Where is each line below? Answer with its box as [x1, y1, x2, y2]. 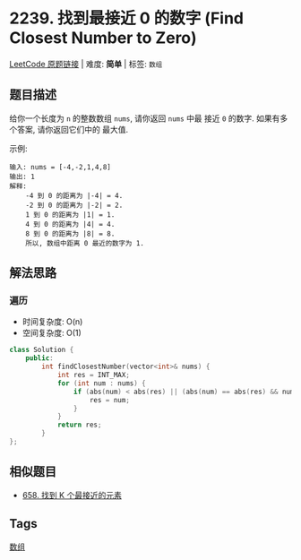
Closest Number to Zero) [9, 28, 197, 48]
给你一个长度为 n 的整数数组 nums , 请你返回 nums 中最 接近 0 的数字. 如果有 [9, 113, 280, 124]
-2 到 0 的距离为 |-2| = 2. [25, 201, 124, 210]
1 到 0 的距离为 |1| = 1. [25, 210, 116, 220]
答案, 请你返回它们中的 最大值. [16, 124, 128, 134]
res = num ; [89, 395, 130, 404]
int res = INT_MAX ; [56, 371, 130, 380]
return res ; [56, 420, 102, 430]
